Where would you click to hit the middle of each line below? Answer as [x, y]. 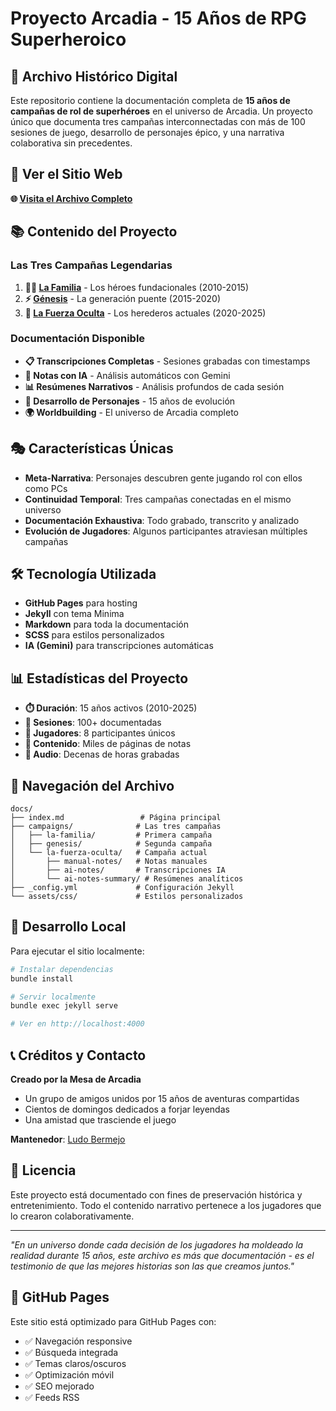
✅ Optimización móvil [69, 1374]
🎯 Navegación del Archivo [92, 785]
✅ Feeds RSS [52, 1397]
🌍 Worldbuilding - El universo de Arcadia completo [131, 412]
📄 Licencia [43, 1170]
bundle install [42, 978]
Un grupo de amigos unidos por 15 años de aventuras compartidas [162, 1099]
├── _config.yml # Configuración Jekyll [122, 888]
